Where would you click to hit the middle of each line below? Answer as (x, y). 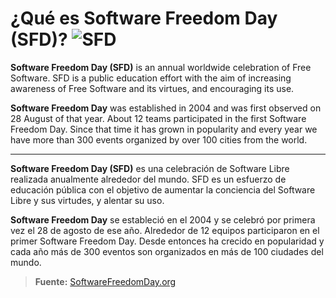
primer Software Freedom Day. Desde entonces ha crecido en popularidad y (167, 241)
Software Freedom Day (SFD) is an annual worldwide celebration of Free (161, 67)
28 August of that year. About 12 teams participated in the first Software (158, 118)
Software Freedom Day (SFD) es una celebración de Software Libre (150, 168)
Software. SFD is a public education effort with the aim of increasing (151, 78)
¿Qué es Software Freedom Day (144, 18)
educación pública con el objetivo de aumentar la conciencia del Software (163, 189)
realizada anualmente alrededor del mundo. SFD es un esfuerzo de (148, 179)
